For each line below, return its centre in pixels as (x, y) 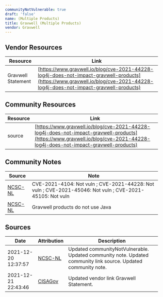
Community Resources (41, 105)
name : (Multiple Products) (32, 18)
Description (112, 241)
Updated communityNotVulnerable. (108, 249)
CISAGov (48, 281)
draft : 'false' (20, 14)
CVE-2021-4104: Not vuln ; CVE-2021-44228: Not (93, 184)
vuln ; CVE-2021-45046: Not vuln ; (73, 190)
